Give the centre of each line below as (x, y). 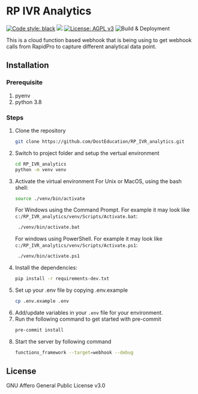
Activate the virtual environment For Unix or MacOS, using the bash (98, 181)
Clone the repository (40, 130)
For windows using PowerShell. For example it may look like (89, 239)
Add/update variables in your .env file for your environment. (89, 312)
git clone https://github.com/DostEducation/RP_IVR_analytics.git (100, 141)
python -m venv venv (40, 169)
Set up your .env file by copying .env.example (71, 290)
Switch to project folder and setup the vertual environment (87, 153)
